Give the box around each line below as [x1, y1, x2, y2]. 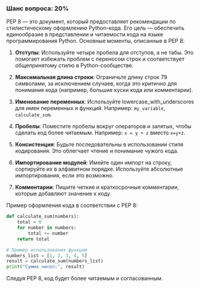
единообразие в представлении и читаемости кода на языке [6, 31, 164, 38]
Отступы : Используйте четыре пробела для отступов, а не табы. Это [14, 49, 194, 56]
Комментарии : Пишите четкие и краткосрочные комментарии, [14, 183, 180, 191]
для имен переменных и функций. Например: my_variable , [14, 105, 166, 112]
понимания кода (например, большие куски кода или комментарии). [14, 87, 193, 94]
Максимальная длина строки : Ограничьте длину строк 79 [14, 74, 167, 81]
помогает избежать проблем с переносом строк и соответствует [14, 56, 185, 63]
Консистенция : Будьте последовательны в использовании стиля [14, 141, 184, 148]
